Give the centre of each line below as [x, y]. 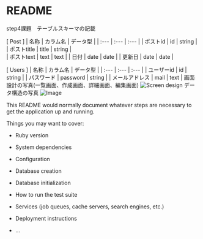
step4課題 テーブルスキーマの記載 [51, 28]
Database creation [39, 171]
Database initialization [43, 183]
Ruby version [32, 135]
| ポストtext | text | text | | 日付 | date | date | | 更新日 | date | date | [90, 56]
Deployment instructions [46, 218]
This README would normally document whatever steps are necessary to [99, 105]
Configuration [32, 159]
